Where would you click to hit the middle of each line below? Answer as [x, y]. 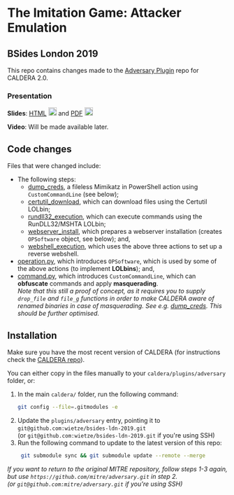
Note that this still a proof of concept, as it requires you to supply [111, 291]
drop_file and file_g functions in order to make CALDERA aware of [116, 298]
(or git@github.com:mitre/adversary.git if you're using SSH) [95, 484]
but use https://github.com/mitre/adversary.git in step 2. [93, 476]
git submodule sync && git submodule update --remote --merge [113, 455]
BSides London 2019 [53, 54]
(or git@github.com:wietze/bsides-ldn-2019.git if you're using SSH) [116, 435]
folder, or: [21, 380]
